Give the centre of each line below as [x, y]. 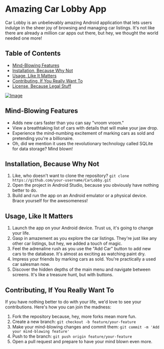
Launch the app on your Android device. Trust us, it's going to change [82, 228]
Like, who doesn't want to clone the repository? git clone [70, 176]
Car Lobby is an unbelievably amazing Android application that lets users [79, 22]
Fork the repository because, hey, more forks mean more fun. [74, 316]
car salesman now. [31, 264]
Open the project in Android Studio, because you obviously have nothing [85, 185]
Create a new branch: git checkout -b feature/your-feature [74, 322]
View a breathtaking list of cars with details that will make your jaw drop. [85, 128]
